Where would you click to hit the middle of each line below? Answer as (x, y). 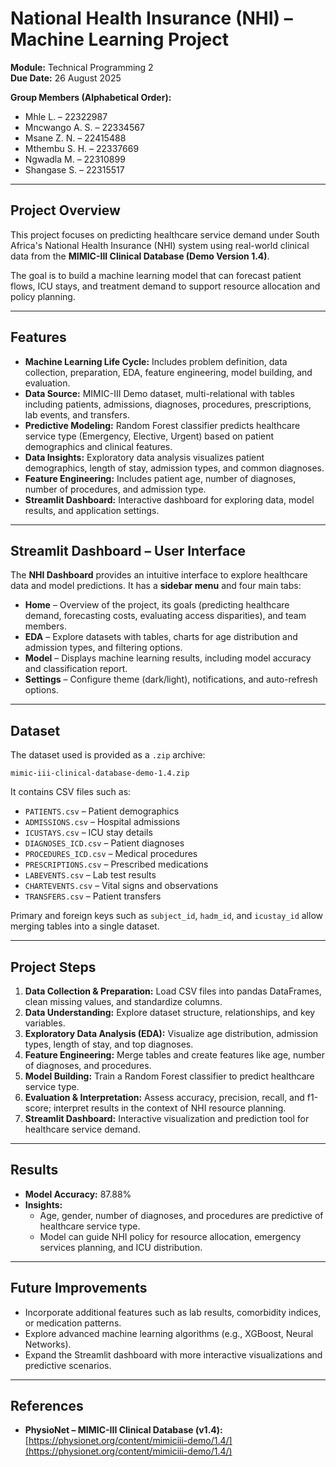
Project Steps (53, 967)
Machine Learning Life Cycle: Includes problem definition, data (156, 361)
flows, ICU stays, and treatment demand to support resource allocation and (165, 286)
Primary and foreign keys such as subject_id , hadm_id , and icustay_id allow (166, 916)
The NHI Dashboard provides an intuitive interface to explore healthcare (159, 575)
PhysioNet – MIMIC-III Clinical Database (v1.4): (123, 1430)
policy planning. (43, 296)
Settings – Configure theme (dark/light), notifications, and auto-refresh (171, 679)
